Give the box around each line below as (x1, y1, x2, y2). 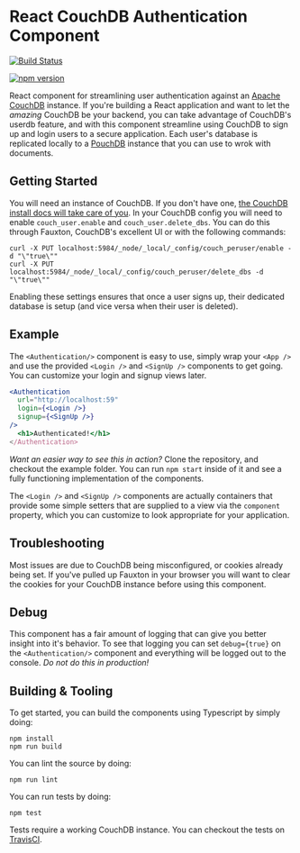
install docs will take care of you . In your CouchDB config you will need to (9, 207, 283, 218)
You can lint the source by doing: (9, 758, 132, 769)
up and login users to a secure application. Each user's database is (9, 128, 259, 139)
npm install (9, 734, 54, 744)
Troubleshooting (9, 536, 105, 551)
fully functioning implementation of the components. (9, 473, 205, 484)
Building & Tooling (9, 683, 114, 699)
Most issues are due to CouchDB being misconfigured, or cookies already (9, 559, 284, 570)
